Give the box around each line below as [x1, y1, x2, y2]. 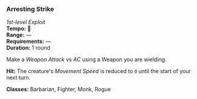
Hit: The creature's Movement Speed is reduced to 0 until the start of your [6, 68, 191, 75]
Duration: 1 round [6, 44, 50, 51]
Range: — [6, 31, 32, 39]
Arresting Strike [6, 5, 55, 13]
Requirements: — [6, 38, 52, 45]
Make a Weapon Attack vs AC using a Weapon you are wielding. [6, 56, 167, 63]
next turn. [6, 74, 31, 81]
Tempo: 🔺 [6, 25, 32, 32]
